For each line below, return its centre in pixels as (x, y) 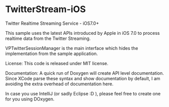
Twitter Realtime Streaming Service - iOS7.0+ (52, 23)
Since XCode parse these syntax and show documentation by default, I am (83, 78)
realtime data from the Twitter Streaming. (48, 38)
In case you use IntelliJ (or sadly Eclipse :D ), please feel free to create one (83, 93)
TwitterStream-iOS (46, 9)
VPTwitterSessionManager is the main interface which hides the (72, 48)
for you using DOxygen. (30, 99)
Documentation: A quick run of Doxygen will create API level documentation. (84, 73)
